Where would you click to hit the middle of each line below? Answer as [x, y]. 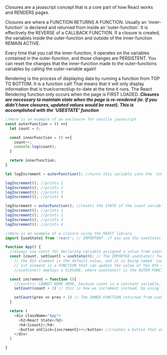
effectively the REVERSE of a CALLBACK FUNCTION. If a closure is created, [83, 33]
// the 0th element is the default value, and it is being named [83, 261]
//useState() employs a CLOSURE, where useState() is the [75, 270]
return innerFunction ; [33, 161]
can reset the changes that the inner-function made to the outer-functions [81, 63]
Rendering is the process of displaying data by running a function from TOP [83, 78]
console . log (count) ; [35, 147]
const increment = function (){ [43, 279]
